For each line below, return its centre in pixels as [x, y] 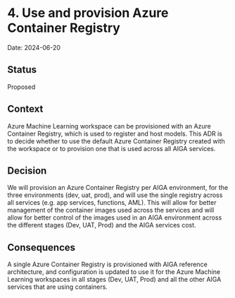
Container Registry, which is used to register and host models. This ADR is [115, 133]
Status [22, 70]
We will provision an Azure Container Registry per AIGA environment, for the [118, 188]
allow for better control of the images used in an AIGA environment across [115, 217]
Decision [27, 171]
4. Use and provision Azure [88, 13]
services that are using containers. [57, 287]
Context [25, 109]
